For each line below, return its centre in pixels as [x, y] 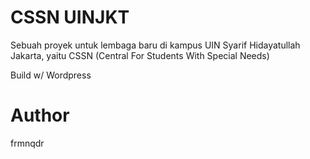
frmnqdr [27, 143]
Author [40, 115]
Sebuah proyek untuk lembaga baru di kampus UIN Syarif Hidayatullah [155, 45]
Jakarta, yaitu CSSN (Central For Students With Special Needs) [140, 55]
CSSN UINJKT [70, 17]
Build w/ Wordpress [51, 75]
